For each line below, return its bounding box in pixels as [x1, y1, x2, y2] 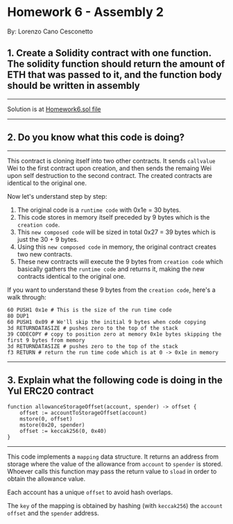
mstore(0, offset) [19, 416, 73, 423]
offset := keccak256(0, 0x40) [19, 428, 107, 435]
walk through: [7, 293, 46, 301]
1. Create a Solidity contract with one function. [7, 47, 212, 59]
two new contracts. [17, 249, 73, 258]
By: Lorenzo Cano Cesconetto [7, 27, 94, 35]
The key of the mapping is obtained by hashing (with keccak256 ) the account [7, 502, 223, 510]
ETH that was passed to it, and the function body [7, 69, 222, 81]
